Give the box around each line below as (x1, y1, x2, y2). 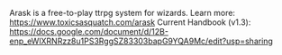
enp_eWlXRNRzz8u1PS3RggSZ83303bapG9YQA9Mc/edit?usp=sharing (9, 35, 273, 46)
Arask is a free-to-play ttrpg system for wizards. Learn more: (9, 8, 236, 18)
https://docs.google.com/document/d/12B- (9, 27, 169, 36)
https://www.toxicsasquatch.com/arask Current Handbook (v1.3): (9, 17, 251, 27)
